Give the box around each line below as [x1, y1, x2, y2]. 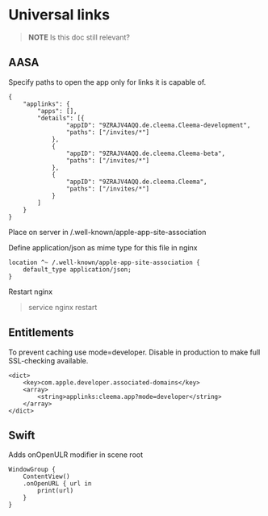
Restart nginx [8, 287, 53, 296]
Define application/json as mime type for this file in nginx [8, 242, 198, 252]
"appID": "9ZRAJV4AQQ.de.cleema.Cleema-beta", [65, 149, 226, 157]
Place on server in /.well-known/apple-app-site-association [8, 227, 207, 237]
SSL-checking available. [8, 355, 89, 365]
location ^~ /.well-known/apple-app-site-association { [8, 258, 200, 266]
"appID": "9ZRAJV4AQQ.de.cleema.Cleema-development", [65, 121, 251, 129]
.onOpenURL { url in [23, 480, 92, 488]
